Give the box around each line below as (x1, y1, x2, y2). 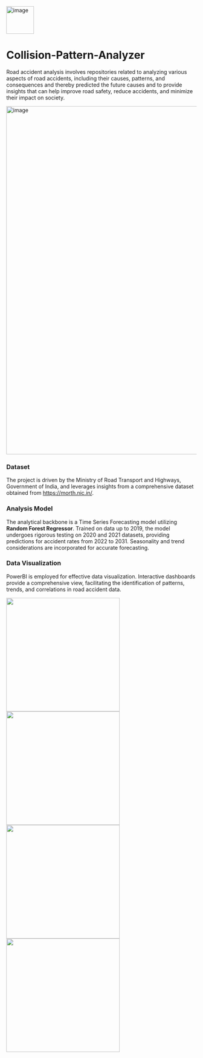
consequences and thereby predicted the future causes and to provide (6, 81, 182, 88)
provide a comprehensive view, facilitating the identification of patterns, (6, 579, 185, 586)
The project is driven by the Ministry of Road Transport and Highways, (6, 477, 181, 484)
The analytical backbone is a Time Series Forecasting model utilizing (6, 518, 177, 526)
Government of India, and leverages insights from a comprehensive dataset (6, 483, 194, 490)
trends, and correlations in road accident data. (6, 586, 122, 593)
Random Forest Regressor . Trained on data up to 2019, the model (6, 524, 170, 532)
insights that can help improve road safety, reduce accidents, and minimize (6, 87, 193, 94)
